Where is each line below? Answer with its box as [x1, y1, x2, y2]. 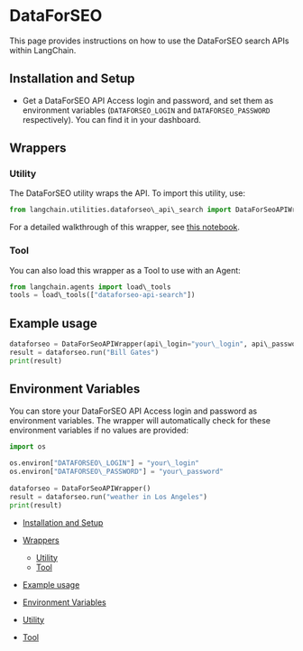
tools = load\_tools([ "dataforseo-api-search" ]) [9, 291, 196, 300]
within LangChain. [9, 44, 77, 55]
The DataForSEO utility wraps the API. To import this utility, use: [9, 188, 246, 199]
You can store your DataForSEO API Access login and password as [9, 405, 258, 416]
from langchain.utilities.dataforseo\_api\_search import [9, 205, 232, 215]
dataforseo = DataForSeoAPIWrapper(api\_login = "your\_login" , [9, 339, 248, 349]
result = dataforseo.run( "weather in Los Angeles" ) [9, 492, 207, 501]
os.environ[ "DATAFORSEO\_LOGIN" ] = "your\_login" [9, 459, 200, 468]
